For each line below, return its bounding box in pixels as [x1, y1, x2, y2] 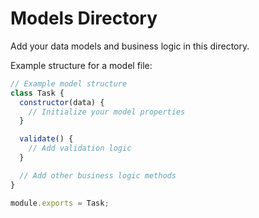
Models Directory [10, 7, 158, 30]
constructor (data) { [19, 97, 105, 107]
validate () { [19, 134, 74, 144]
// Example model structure [10, 78, 128, 89]
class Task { [10, 88, 65, 98]
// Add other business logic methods [19, 170, 177, 181]
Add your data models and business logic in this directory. [10, 40, 250, 52]
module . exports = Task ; [10, 198, 110, 208]
